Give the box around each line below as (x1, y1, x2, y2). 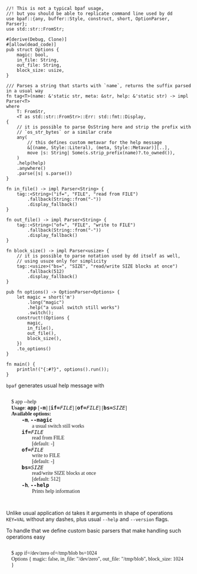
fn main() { (6, 361, 35, 367)
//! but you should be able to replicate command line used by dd (6, 11, 173, 17)
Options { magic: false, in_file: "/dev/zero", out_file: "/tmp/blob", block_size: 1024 (11, 556, 184, 562)
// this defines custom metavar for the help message (27, 140, 162, 146)
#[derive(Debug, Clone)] (6, 37, 67, 42)
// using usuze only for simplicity (17, 258, 107, 264)
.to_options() (17, 346, 51, 352)
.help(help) (17, 160, 46, 166)
